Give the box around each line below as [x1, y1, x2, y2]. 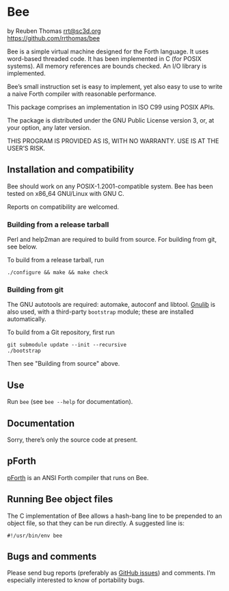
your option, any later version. [7, 123, 92, 131]
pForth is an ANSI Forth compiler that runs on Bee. [7, 473, 149, 481]
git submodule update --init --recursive [7, 342, 127, 349]
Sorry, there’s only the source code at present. [7, 436, 138, 444]
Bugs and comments [7, 551, 97, 562]
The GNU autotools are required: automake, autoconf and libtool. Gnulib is [7, 301, 215, 309]
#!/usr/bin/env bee [7, 532, 63, 539]
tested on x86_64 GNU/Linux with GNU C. [7, 189, 124, 197]
